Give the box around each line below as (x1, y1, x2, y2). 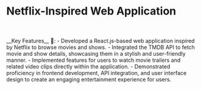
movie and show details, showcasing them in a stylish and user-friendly (6, 50, 186, 57)
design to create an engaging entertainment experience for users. (6, 76, 172, 83)
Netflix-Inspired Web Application (6, 4, 177, 18)
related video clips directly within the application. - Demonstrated (6, 62, 171, 70)
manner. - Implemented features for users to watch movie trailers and (6, 56, 181, 64)
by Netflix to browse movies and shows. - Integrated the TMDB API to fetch (6, 44, 195, 51)
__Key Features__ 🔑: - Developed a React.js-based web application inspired (6, 37, 195, 44)
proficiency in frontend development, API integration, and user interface (6, 69, 187, 76)
